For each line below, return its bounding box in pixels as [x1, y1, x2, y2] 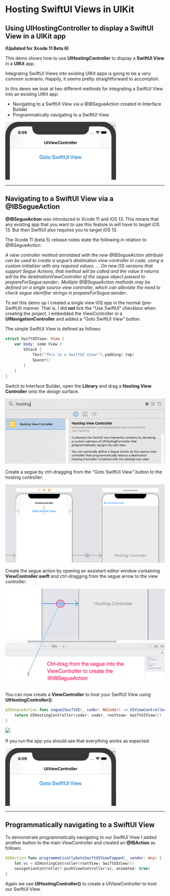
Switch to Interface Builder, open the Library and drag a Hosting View [5, 383, 152, 389]
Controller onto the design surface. [5, 388, 79, 394]
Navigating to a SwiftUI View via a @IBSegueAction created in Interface [12, 101, 161, 107]
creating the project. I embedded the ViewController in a [5, 310, 122, 316]
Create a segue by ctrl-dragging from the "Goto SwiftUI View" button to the [5, 469, 162, 475]
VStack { [23, 347, 42, 352]
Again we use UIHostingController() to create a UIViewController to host [5, 881, 157, 887]
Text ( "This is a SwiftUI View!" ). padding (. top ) [32, 352, 135, 357]
